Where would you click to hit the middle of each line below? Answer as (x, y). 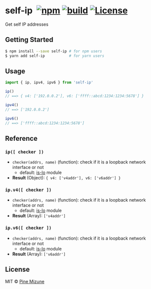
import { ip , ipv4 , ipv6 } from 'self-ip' (49, 83)
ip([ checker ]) (25, 152)
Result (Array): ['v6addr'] (39, 254)
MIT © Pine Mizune (25, 281)
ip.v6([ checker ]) (28, 228)
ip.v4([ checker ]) (28, 190)
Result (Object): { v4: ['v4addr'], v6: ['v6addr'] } (66, 178)
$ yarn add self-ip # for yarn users (55, 56)
